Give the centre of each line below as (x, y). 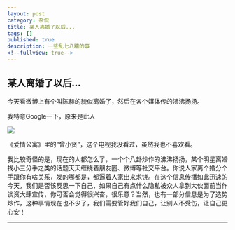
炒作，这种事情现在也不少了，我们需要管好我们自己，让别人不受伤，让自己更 (117, 203)
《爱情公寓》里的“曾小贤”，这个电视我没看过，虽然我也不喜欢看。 (102, 144)
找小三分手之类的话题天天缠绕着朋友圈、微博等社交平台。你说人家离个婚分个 (117, 168)
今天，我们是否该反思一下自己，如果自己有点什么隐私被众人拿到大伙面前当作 (117, 185)
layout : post (26, 14)
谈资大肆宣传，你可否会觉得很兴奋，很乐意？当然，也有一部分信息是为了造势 (117, 194)
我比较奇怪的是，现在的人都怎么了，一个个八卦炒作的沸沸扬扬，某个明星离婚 (117, 159)
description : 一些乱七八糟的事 (49, 46)
